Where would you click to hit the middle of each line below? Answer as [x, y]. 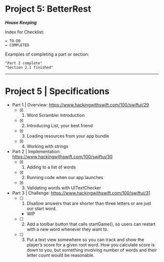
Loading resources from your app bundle [68, 136]
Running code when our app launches [65, 177]
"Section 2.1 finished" [29, 67]
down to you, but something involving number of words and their [92, 250]
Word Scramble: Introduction [56, 115]
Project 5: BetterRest [48, 9]
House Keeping [21, 22]
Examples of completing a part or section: [47, 54]
